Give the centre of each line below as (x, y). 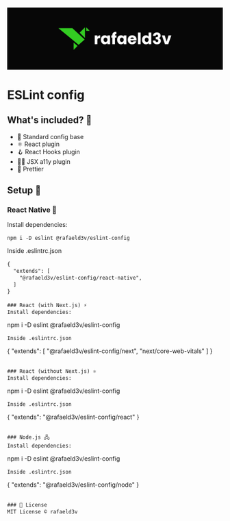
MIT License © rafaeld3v (42, 512)
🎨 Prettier (30, 169)
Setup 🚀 (24, 190)
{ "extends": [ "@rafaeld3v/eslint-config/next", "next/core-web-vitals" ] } (110, 351)
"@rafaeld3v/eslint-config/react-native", (81, 278)
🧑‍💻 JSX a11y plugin (43, 161)
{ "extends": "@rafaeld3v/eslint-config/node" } (73, 485)
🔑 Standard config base (50, 136)
